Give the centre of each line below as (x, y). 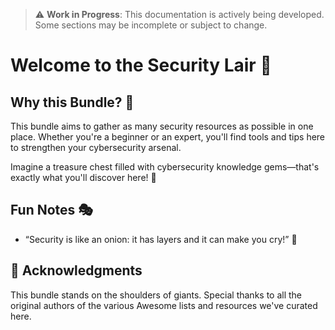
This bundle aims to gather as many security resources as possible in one (162, 126)
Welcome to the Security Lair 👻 (141, 65)
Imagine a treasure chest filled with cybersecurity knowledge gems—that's (165, 167)
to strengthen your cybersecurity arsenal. (96, 147)
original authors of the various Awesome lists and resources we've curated (164, 305)
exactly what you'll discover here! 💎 (83, 177)
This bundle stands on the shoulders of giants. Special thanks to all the (156, 295)
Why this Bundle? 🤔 (72, 102)
